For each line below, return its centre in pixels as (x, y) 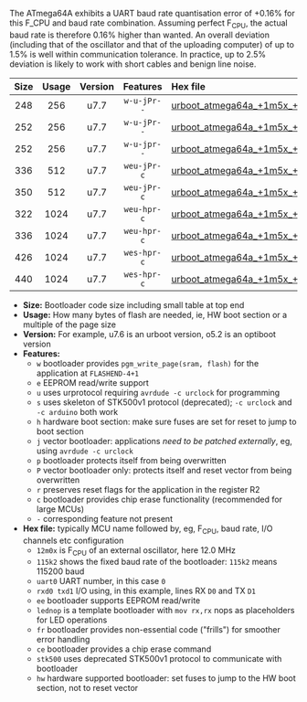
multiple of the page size (69, 324)
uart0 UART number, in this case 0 (101, 581)
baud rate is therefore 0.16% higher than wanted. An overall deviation (140, 35)
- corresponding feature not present (105, 518)
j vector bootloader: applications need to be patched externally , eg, (164, 441)
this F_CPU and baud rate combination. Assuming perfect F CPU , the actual (148, 24)
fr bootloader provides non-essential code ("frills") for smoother (159, 630)
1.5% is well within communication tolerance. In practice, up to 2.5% (138, 54)
